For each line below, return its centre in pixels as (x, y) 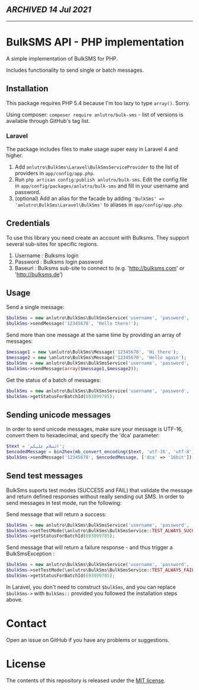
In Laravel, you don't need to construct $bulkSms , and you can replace (91, 587)
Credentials (28, 223)
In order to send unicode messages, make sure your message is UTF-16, (95, 429)
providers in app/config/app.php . (54, 173)
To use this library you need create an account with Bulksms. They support (98, 237)
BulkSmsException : (31, 554)
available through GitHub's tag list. (48, 120)
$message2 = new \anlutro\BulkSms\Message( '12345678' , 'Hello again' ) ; (96, 358)
